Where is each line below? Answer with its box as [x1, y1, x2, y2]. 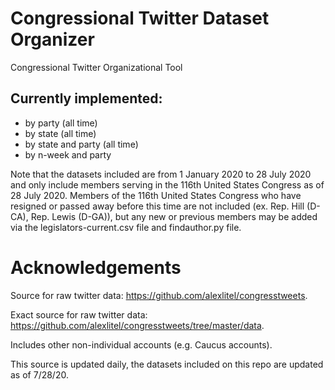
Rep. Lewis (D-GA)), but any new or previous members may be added [30, 210, 318, 222]
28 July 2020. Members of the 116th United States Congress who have [10, 189, 302, 201]
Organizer [10, 28, 95, 51]
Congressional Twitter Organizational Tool [10, 61, 183, 73]
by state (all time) [24, 127, 97, 139]
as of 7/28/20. [10, 368, 69, 381]
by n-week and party [24, 148, 112, 161]
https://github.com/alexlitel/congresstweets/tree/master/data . [10, 319, 265, 331]
